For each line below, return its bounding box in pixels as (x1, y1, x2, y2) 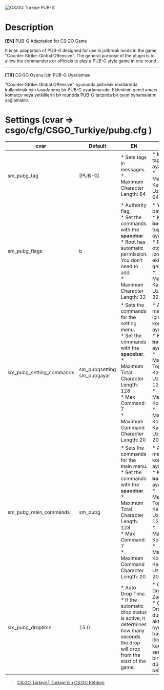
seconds (121, 633, 141, 640)
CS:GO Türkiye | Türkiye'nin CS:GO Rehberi (17, 679, 105, 685)
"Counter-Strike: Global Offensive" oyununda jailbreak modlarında (5, 81, 138, 87)
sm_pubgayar (79, 372, 111, 379)
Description (5, 22, 54, 33)
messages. (121, 166, 146, 173)
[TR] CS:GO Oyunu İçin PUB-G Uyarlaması (5, 72, 91, 78)
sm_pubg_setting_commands (7, 369, 75, 376)
